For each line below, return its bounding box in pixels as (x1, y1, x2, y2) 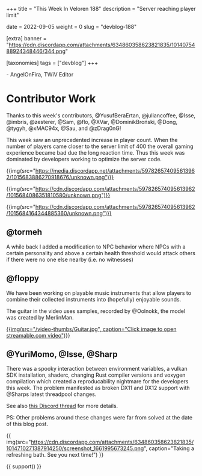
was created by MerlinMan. (6, 314, 74, 321)
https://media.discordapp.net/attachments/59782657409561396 (35, 167, 195, 174)
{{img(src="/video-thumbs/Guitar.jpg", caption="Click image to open (6, 325, 177, 333)
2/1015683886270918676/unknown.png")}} (6, 173, 114, 181)
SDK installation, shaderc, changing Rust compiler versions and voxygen (6, 371, 186, 379)
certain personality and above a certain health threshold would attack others (6, 249, 195, 256)
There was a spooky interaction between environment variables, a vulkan (6, 365, 188, 372)
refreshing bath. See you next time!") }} (6, 451, 104, 459)
